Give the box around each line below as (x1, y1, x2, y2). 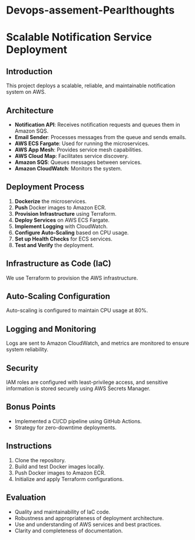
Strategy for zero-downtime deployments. (14, 424, 117, 431)
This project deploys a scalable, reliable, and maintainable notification (6, 82, 176, 89)
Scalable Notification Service (6, 31, 152, 44)
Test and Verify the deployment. (14, 241, 94, 248)
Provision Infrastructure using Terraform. (14, 210, 117, 217)
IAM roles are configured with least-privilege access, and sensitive (6, 378, 168, 386)
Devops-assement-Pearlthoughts (6, 4, 175, 17)
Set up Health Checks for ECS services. (14, 235, 113, 242)
